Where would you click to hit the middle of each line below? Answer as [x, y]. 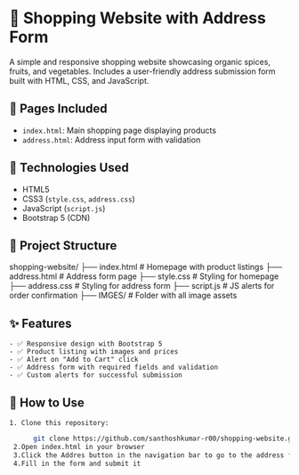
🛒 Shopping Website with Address [138, 18]
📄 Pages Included [58, 109]
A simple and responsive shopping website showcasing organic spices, [140, 61]
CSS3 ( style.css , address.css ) [78, 199]
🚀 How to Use [47, 402]
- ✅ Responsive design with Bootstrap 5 [86, 344]
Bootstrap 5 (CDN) [56, 217]
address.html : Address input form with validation [111, 139]
